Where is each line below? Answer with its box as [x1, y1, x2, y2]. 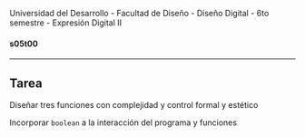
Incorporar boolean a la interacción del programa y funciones [9, 117, 238, 128]
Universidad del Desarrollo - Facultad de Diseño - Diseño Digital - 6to [9, 8, 270, 18]
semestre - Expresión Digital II [9, 17, 123, 28]
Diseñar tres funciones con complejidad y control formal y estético [9, 100, 259, 111]
